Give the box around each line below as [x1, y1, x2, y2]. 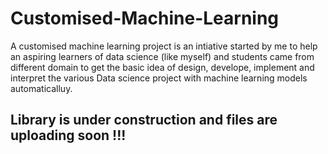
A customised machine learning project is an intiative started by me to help [10, 40, 318, 52]
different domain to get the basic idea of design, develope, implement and [10, 61, 315, 73]
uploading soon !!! [10, 127, 127, 144]
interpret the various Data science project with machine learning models [10, 72, 308, 84]
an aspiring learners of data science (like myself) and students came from [10, 50, 315, 62]
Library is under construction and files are [10, 112, 278, 129]
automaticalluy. [10, 82, 73, 94]
